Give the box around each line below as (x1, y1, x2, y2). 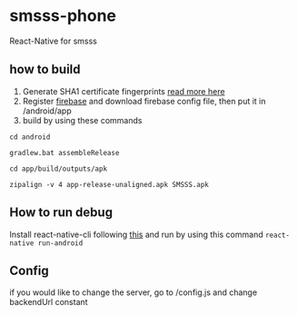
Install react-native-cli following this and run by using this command (9, 229, 263, 240)
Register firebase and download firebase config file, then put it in (22, 95, 266, 106)
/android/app (22, 105, 72, 116)
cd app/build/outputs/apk (9, 164, 107, 173)
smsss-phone (9, 5, 116, 26)
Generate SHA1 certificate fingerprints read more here (22, 85, 225, 96)
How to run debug (9, 205, 114, 221)
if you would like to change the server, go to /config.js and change (9, 287, 257, 298)
